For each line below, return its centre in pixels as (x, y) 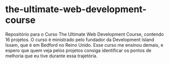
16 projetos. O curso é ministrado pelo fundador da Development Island (80, 40)
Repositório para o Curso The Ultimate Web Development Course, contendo (84, 34)
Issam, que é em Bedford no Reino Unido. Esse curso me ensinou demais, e (84, 45)
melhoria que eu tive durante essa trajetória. (52, 56)
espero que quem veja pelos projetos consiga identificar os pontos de (78, 50)
